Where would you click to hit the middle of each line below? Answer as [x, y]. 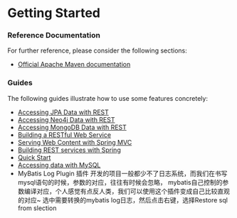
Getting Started [54, 13]
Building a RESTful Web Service [64, 135]
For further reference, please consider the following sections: [97, 50]
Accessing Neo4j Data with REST [66, 119]
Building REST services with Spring [69, 150]
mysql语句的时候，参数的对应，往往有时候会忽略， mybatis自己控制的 [120, 182]
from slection [37, 208]
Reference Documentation [54, 36]
